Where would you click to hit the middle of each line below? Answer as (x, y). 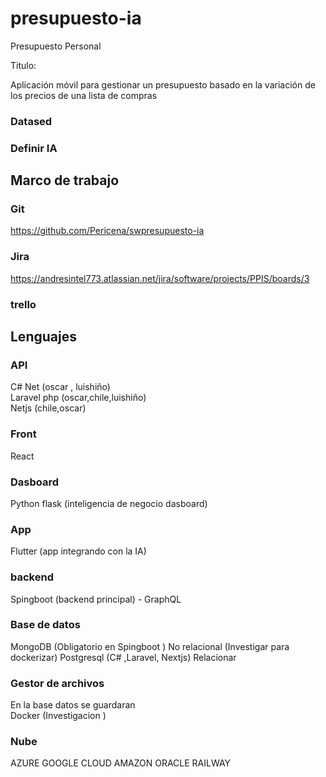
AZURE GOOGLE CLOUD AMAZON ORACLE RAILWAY (121, 763)
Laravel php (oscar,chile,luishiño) (78, 398)
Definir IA (34, 148)
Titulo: (23, 65)
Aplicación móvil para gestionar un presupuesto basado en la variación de (163, 84)
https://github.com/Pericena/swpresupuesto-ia (107, 231)
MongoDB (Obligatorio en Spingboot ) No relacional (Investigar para (150, 646)
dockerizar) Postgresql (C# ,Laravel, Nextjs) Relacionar (123, 657)
